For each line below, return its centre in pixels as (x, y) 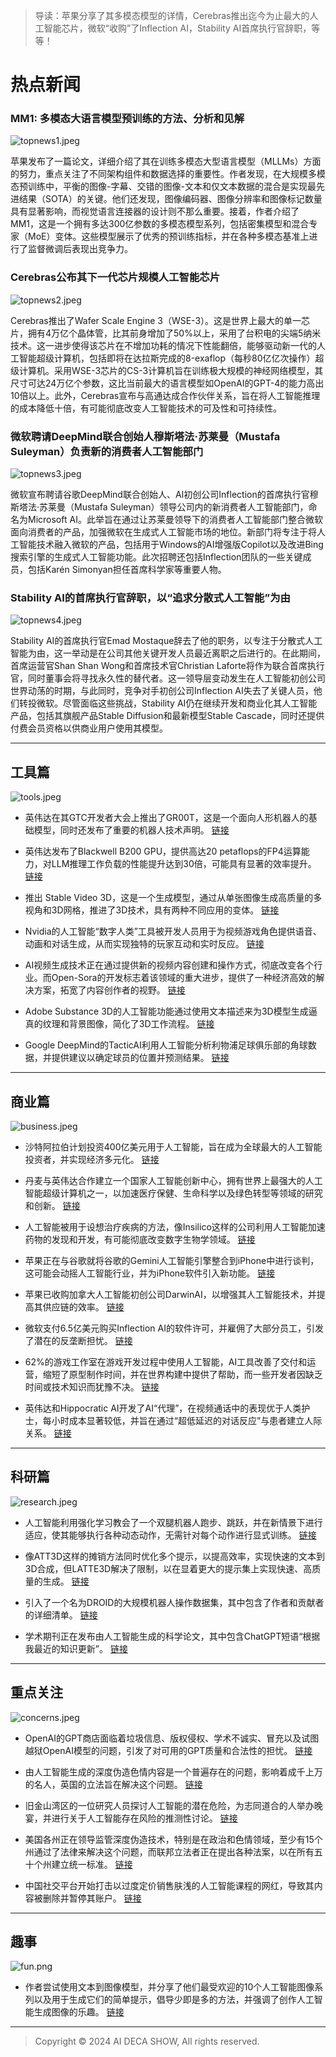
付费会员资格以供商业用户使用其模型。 (89, 728)
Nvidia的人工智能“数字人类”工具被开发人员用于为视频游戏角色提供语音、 (173, 931)
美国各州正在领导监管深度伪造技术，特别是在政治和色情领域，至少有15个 (173, 1839)
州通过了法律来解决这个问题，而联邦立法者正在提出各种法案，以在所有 (169, 1851)
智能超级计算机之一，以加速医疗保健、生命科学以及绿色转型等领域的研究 (173, 1193)
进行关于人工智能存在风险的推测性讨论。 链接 (144, 1818)
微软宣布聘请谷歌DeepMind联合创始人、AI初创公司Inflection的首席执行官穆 (164, 495)
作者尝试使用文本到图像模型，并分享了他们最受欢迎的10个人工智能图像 (169, 1987)
